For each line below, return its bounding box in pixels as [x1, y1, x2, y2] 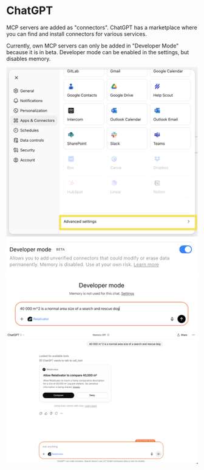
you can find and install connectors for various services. [6, 30, 147, 37]
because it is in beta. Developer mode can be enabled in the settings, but [6, 48, 189, 55]
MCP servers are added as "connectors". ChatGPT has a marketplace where [6, 24, 197, 31]
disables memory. [6, 55, 51, 62]
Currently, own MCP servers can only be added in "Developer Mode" [6, 42, 179, 49]
